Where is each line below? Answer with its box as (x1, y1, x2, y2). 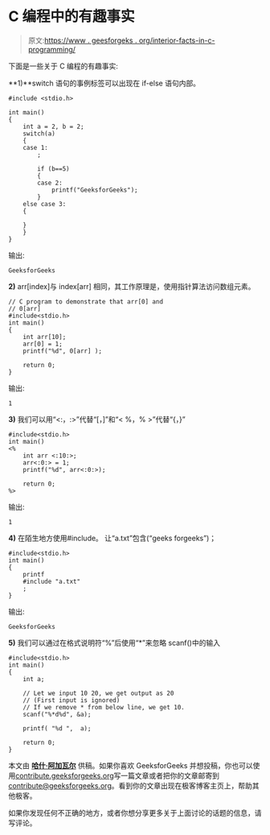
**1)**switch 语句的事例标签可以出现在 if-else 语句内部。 (8, 78, 201, 88)
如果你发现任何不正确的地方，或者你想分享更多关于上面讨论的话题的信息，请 (8, 808, 262, 817)
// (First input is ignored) (22, 696, 121, 705)
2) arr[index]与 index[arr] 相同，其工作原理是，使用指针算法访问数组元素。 (8, 281, 256, 291)
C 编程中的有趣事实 (8, 7, 135, 26)
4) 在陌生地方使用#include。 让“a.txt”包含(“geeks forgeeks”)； (8, 533, 217, 543)
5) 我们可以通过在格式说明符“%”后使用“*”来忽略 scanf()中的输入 (8, 638, 221, 647)
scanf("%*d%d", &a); (22, 710, 92, 718)
